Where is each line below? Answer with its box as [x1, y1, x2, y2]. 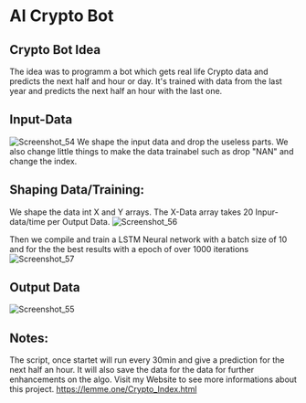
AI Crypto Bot [9, 5, 114, 27]
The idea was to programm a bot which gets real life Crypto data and [9, 66, 269, 77]
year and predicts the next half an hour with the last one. [9, 86, 223, 96]
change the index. [9, 155, 78, 166]
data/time [9, 216, 46, 227]
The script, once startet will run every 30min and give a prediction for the [9, 355, 285, 366]
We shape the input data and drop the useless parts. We [77, 136, 289, 147]
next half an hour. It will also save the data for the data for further [9, 365, 255, 376]
